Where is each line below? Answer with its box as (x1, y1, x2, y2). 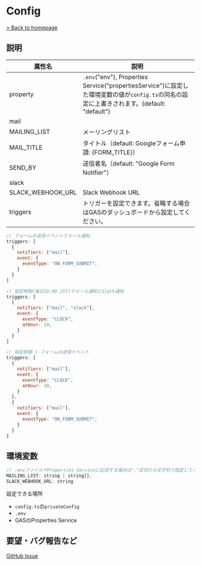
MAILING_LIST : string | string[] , (6, 473, 93, 479)
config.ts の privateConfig (14, 503, 80, 510)
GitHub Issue (6, 552, 38, 559)
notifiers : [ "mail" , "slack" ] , (17, 305, 95, 311)
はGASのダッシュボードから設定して (83, 208, 185, 217)
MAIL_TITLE (9, 143, 43, 151)
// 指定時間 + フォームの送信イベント (6, 349, 89, 355)
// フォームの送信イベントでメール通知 (6, 233, 90, 239)
